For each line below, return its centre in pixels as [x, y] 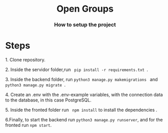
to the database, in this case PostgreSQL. [48, 100]
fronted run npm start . [29, 125]
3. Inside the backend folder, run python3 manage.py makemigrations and [81, 80]
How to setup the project [85, 25]
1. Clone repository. [25, 60]
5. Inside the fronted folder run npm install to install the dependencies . [81, 110]
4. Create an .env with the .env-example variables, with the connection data [84, 95]
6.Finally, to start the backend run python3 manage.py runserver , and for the [84, 120]
